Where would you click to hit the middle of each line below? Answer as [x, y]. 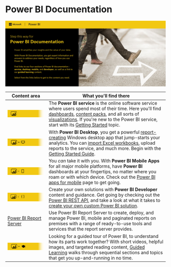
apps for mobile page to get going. [85, 182]
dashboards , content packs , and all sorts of [94, 114]
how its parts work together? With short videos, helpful [106, 242]
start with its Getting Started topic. [84, 125]
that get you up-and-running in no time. [91, 258]
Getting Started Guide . [72, 153]
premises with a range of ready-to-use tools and [100, 224]
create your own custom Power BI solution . [93, 206]
